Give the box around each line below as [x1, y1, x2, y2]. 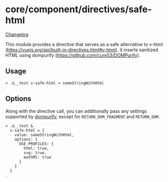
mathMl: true [24, 154, 52, 160]
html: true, [24, 146, 50, 151]
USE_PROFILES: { [18, 141, 54, 146]
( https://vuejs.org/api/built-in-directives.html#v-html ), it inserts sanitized [5, 47, 158, 53]
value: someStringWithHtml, [14, 132, 74, 138]
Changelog [5, 31, 29, 37]
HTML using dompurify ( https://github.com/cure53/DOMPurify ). [5, 52, 140, 58]
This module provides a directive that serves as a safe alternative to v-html [5, 41, 163, 47]
